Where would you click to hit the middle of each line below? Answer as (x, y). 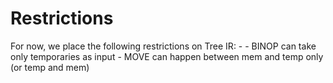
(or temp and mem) (50, 67)
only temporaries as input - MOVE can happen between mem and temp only (167, 56)
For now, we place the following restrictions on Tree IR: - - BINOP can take (163, 46)
